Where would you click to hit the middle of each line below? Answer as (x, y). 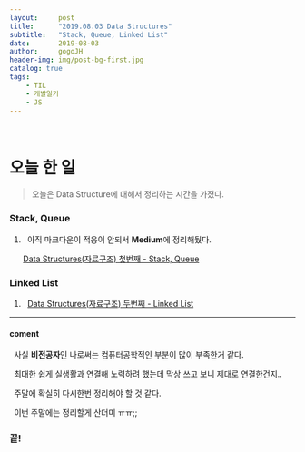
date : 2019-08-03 (54, 43)
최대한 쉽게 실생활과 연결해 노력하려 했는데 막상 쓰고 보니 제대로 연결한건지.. (148, 374)
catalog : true (36, 69)
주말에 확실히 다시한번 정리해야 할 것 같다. (87, 393)
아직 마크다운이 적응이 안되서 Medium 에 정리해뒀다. (119, 239)
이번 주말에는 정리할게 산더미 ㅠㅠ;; (75, 413)
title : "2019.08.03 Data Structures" (91, 26)
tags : (20, 77)
